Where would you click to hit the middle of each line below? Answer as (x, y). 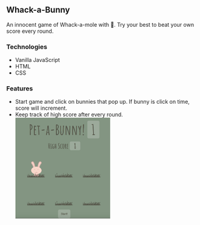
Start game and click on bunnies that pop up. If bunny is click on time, (102, 102)
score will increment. (41, 108)
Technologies (27, 47)
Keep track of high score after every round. (69, 115)
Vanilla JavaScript (38, 60)
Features (20, 89)
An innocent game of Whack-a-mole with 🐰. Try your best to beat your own (100, 24)
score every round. (30, 31)
